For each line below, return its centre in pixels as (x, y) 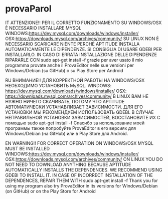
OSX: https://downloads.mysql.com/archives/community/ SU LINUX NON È (82, 39)
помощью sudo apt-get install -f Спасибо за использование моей (75, 123)
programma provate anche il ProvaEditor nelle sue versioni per (70, 65)
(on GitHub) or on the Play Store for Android (51, 191)
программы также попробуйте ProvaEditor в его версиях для (71, 128)
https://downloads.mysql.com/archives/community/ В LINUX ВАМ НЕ (77, 96)
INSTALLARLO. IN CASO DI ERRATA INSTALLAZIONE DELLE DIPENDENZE (81, 54)
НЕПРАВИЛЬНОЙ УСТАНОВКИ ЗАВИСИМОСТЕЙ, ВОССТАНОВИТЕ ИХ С (83, 117)
